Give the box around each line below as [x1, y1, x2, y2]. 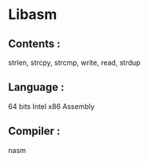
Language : [8, 80, 65, 94]
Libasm [8, 6, 57, 24]
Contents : [8, 37, 61, 51]
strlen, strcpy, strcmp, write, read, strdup [8, 58, 141, 67]
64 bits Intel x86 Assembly [8, 101, 95, 111]
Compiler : [8, 125, 61, 138]
